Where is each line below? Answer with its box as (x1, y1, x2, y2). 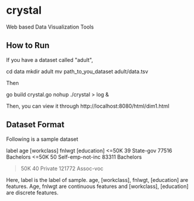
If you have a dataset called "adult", (6, 56, 93, 63)
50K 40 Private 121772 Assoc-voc (20, 165, 104, 172)
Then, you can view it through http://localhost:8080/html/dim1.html (6, 102, 170, 109)
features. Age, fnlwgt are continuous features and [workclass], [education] (6, 183, 189, 190)
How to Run (6, 40, 50, 51)
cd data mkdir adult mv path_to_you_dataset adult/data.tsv (6, 68, 148, 75)
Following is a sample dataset (6, 135, 78, 143)
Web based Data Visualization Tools (6, 23, 94, 30)
